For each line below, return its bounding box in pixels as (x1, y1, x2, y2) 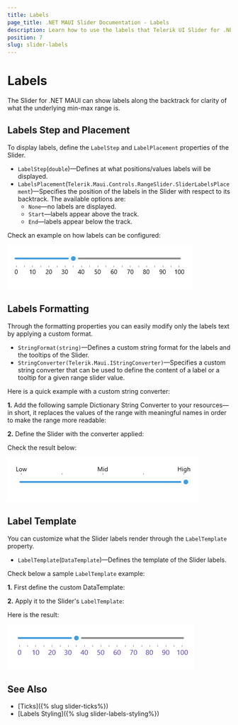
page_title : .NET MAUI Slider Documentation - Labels (7, 18, 170, 26)
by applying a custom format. (7, 329, 93, 338)
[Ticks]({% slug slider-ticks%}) (17, 702, 108, 711)
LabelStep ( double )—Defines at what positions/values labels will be (17, 164, 211, 173)
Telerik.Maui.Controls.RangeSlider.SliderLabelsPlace (67, 181, 230, 188)
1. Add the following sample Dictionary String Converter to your (7, 401, 193, 409)
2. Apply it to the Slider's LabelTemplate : (7, 597, 125, 605)
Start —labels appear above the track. (28, 209, 140, 218)
